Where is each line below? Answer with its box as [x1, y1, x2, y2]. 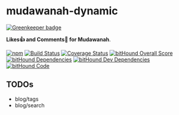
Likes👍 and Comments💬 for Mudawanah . [6, 36, 112, 43]
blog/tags [14, 95, 39, 102]
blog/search [14, 101, 45, 108]
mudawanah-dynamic [6, 4, 118, 18]
